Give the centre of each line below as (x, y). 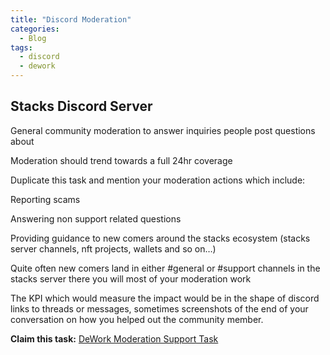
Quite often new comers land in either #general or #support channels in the (165, 268)
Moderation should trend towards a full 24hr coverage (121, 160)
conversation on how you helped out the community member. (137, 319)
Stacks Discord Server (81, 106)
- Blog (33, 38)
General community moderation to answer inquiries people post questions (163, 130)
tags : (21, 47)
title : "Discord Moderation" (71, 19)
